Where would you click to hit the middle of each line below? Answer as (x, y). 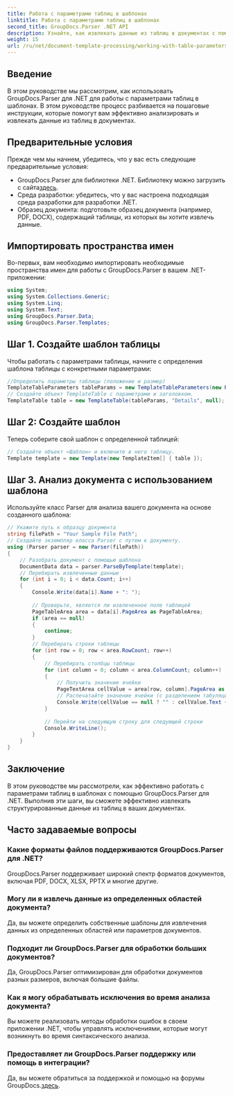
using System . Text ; (35, 310)
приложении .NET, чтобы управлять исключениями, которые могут (107, 1029)
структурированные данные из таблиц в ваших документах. (96, 808)
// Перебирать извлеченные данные (69, 573)
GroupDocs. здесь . (34, 1085)
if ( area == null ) (59, 618)
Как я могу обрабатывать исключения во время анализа (109, 997)
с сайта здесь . (38, 187)
